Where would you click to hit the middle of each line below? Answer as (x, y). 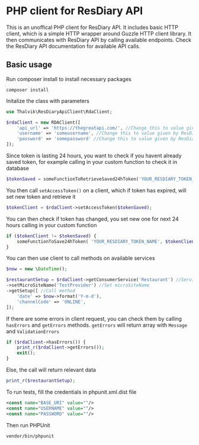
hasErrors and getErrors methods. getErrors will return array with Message (97, 325)
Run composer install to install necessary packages (69, 79)
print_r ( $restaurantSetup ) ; (41, 380)
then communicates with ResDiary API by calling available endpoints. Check (99, 40)
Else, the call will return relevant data (51, 370)
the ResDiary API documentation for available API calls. (73, 46)
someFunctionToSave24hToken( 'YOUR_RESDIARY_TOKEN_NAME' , (90, 241)
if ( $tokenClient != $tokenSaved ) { (51, 236)
